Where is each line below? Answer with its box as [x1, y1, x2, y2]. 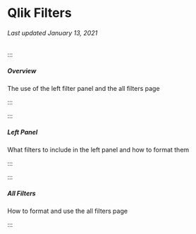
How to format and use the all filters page [7, 207, 128, 216]
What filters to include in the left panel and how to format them [7, 146, 190, 154]
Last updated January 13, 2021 [7, 28, 98, 37]
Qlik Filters [7, 5, 72, 21]
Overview [7, 66, 37, 75]
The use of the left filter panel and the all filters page [7, 85, 160, 93]
